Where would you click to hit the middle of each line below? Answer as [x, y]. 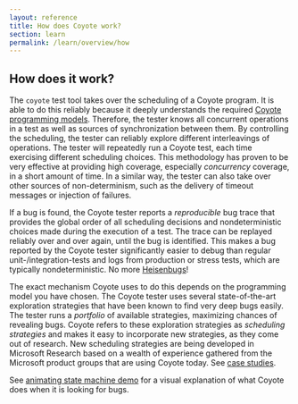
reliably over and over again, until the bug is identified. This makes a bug [143, 241]
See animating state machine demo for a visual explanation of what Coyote [147, 380]
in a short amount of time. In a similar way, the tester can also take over [141, 176]
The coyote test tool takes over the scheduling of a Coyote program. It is [142, 100]
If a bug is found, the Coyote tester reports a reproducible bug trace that [142, 213]
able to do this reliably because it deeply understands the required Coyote [145, 110]
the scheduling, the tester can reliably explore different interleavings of [140, 139]
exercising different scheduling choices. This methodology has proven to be [149, 157]
